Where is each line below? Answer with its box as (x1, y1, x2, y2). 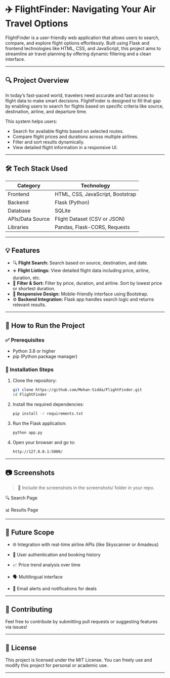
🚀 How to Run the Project (5, 321, 85, 330)
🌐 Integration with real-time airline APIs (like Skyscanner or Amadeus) (12, 541, 159, 548)
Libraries (8, 223, 29, 230)
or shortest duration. (12, 286, 56, 292)
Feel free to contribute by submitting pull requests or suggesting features (5, 619, 158, 625)
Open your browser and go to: (12, 439, 76, 445)
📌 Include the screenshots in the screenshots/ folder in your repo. (17, 485, 155, 491)
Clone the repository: (12, 378, 57, 384)
